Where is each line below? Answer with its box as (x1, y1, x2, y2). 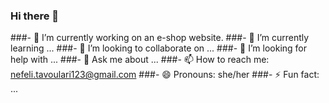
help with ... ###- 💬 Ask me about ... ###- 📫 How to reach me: (10, 54, 270, 66)
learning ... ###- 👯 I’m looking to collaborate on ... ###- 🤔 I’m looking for (10, 42, 307, 54)
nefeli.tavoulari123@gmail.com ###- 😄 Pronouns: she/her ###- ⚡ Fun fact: (10, 69, 320, 81)
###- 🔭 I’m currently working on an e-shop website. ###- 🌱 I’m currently (10, 32, 310, 44)
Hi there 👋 (10, 9, 60, 23)
